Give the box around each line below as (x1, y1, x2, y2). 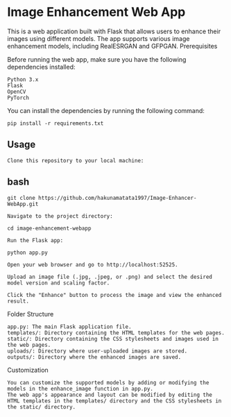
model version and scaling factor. (7, 279, 110, 287)
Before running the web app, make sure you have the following (7, 55, 187, 63)
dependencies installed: (7, 62, 76, 71)
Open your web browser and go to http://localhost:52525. (7, 261, 178, 268)
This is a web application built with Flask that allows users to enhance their (7, 27, 221, 35)
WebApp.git (7, 201, 39, 207)
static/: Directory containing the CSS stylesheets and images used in (7, 335, 219, 342)
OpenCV (7, 88, 26, 95)
